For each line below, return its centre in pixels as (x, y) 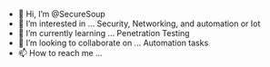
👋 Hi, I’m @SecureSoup (62, 14)
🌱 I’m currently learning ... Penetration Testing (104, 33)
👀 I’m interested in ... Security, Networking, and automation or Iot (139, 24)
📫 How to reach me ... (60, 53)
